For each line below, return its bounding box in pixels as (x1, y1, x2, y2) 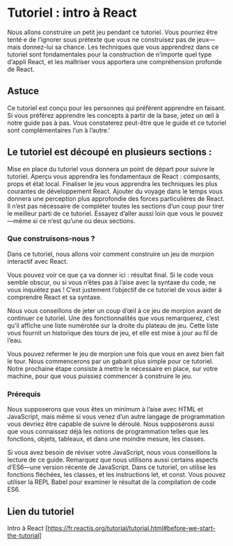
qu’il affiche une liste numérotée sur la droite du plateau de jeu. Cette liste (7, 321, 219, 329)
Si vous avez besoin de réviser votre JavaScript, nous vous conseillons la (7, 448, 217, 457)
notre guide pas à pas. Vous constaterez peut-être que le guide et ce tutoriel (7, 119, 227, 127)
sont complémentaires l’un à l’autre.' (7, 126, 111, 134)
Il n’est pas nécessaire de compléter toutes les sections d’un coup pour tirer (7, 202, 225, 210)
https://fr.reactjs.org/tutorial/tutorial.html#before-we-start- (47, 524, 216, 532)
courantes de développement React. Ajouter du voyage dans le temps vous (7, 187, 223, 195)
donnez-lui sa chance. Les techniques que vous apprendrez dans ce (22, 43, 219, 51)
